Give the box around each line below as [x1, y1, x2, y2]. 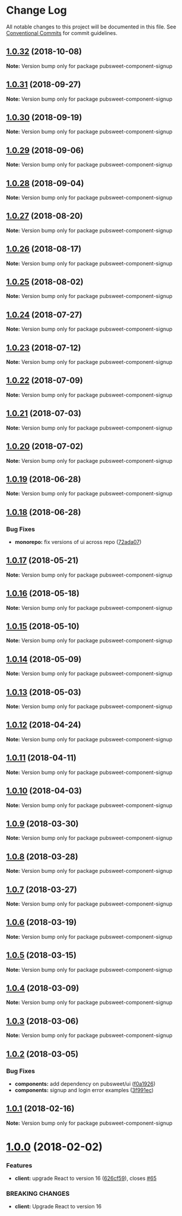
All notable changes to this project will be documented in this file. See [6, 23, 177, 30]
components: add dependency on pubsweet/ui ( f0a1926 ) [14, 1080, 156, 1087]
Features [6, 1161, 33, 1169]
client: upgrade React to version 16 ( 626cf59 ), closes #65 [14, 1175, 157, 1182]
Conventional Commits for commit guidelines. [6, 29, 117, 36]
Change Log [6, 4, 67, 17]
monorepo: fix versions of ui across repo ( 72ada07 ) [14, 539, 142, 545]
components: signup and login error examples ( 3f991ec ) [14, 1086, 154, 1093]
